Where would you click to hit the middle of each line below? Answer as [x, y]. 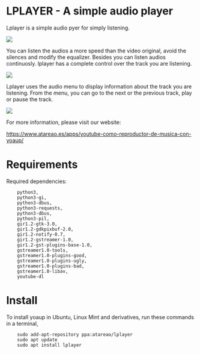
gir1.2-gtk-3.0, [38, 224]
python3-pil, [33, 219]
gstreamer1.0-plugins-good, [52, 255]
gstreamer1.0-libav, [43, 271]
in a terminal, [22, 323]
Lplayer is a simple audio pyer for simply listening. [68, 28]
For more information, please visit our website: [64, 122]
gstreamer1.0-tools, [43, 250]
